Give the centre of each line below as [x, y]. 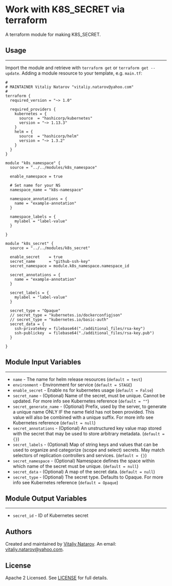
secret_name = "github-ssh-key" [50, 261]
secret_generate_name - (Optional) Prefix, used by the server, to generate [90, 406]
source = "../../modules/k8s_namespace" [53, 167]
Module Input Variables [43, 362]
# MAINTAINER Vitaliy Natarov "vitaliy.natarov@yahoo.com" [70, 87]
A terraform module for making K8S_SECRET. [53, 34]
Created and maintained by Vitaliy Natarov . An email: [61, 544]
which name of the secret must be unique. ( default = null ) [76, 466]
